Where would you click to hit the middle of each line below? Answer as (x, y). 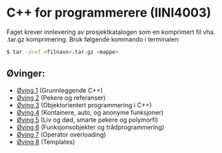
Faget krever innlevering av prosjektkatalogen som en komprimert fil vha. (111, 32)
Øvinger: (26, 74)
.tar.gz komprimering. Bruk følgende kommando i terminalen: (93, 39)
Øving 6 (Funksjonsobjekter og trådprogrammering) (90, 127)
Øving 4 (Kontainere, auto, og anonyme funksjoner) (90, 112)
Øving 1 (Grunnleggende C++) (60, 90)
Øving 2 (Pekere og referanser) (61, 98)
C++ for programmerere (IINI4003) (109, 13)
